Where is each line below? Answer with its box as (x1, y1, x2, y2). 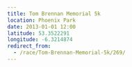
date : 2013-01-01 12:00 (7, 23, 76, 30)
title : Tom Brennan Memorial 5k (7, 10, 101, 17)
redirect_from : (7, 43, 51, 50)
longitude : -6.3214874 (7, 36, 73, 43)
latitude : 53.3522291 (7, 29, 70, 37)
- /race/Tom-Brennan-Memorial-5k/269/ (13, 50, 126, 57)
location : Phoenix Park (7, 17, 76, 24)
